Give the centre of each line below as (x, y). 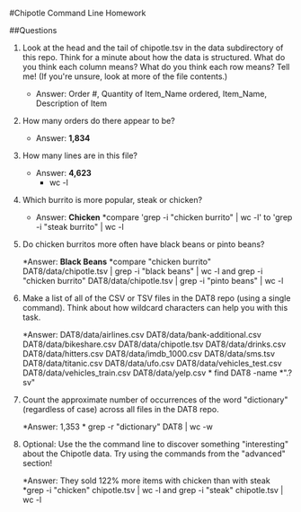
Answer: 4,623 (63, 173)
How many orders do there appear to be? (98, 121)
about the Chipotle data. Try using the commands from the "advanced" (154, 454)
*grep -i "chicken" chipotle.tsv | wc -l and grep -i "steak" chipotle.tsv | (153, 490)
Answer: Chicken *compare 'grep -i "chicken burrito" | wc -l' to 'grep (164, 217)
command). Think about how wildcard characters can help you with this (155, 308)
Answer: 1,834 (63, 138)
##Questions (33, 30)
